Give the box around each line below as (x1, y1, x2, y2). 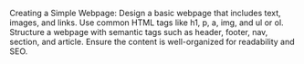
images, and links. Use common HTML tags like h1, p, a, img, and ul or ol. (9, 17, 285, 28)
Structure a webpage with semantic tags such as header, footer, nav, (9, 27, 268, 37)
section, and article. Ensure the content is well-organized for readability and (9, 36, 295, 47)
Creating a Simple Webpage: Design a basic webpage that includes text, (9, 8, 281, 18)
